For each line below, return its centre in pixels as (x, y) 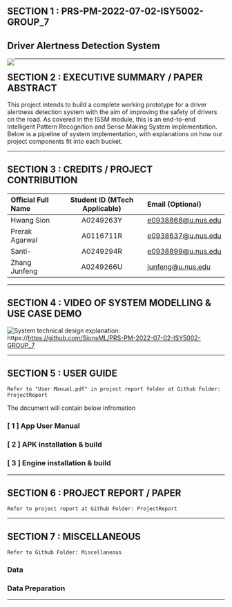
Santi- (21, 251)
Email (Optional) (174, 204)
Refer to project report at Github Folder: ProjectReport (92, 509)
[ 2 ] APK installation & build (55, 445)
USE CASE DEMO (45, 314)
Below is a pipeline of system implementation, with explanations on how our (115, 134)
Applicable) (102, 208)
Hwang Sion (30, 220)
